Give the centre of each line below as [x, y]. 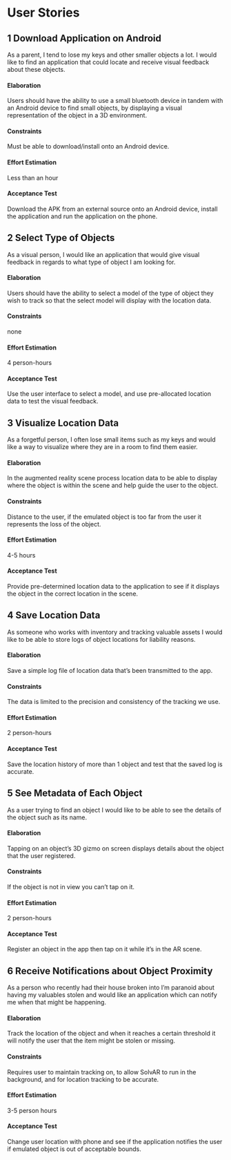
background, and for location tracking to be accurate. [83, 1079]
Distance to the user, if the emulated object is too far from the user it [104, 517]
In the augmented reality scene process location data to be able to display [112, 478]
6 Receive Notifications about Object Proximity [110, 971]
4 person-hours [30, 363]
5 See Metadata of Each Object [75, 793]
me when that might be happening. [57, 1002]
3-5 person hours [32, 1110]
